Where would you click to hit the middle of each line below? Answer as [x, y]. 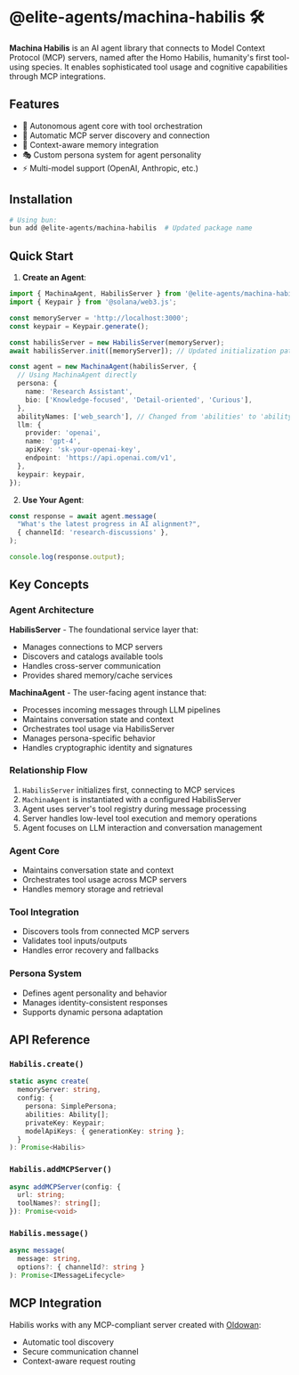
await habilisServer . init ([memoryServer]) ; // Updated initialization [143, 351]
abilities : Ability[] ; [67, 1114]
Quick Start [41, 256]
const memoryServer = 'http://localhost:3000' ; [99, 318]
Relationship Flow [48, 770]
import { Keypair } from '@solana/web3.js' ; [93, 302]
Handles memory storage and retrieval [93, 889]
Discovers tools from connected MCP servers [105, 932]
